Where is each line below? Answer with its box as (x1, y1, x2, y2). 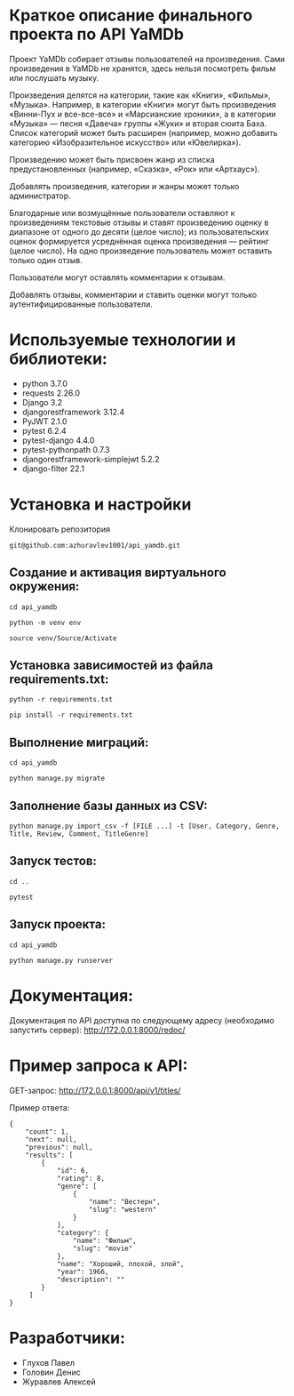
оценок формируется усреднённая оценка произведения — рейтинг (9, 236, 269, 246)
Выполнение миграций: (9, 734, 149, 750)
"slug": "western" (88, 1205, 157, 1214)
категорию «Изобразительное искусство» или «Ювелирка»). (9, 137, 242, 148)
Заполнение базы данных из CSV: (9, 798, 208, 814)
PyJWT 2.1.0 (21, 415, 68, 427)
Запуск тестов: (9, 854, 98, 869)
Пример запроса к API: (9, 1055, 188, 1076)
